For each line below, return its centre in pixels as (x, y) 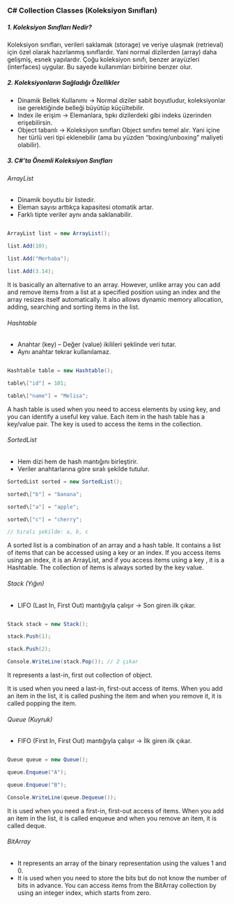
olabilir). (29, 144)
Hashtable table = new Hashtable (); (60, 371)
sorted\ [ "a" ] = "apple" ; (43, 507)
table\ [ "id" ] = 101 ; (37, 383)
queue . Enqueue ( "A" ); (37, 772)
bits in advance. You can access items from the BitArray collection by (117, 885)
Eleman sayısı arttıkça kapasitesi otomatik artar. (85, 207)
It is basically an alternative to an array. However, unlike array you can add (114, 284)
